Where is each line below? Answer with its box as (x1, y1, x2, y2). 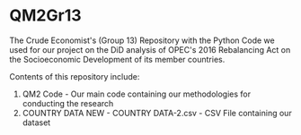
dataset (22, 117, 51, 128)
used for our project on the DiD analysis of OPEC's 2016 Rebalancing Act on (9, 44, 291, 55)
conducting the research (22, 97, 114, 108)
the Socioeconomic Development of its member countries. (9, 54, 226, 64)
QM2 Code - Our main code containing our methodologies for (22, 89, 252, 99)
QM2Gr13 (9, 5, 83, 26)
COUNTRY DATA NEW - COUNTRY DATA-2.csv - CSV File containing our (22, 107, 292, 118)
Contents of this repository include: (9, 71, 140, 81)
